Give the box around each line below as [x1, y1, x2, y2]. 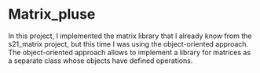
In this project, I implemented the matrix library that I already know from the [8, 31, 252, 40]
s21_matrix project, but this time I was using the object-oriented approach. [8, 39, 249, 48]
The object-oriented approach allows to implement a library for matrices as [8, 47, 251, 57]
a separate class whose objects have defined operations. [8, 56, 193, 65]
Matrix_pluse [8, 5, 96, 23]
